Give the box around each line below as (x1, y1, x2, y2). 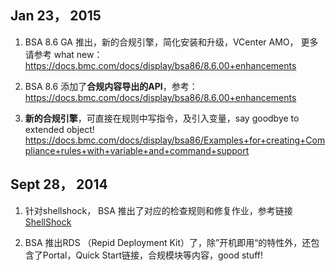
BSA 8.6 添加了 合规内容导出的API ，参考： (24, 80, 198, 92)
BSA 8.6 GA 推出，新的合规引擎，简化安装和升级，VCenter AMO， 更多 (24, 36, 319, 48)
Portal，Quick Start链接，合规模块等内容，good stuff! (42, 249, 263, 261)
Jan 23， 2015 (10, 7, 102, 25)
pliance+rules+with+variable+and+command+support (24, 144, 250, 156)
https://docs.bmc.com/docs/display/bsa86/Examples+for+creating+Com (24, 134, 326, 146)
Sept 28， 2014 (10, 176, 108, 193)
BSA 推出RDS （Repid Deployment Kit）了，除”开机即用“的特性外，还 (24, 236, 312, 248)
